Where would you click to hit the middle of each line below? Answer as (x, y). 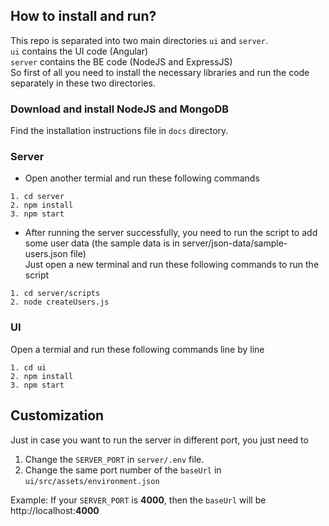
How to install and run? (83, 16)
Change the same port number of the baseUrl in (123, 470)
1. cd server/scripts (55, 294)
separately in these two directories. (83, 83)
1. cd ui (28, 367)
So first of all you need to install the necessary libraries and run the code (160, 72)
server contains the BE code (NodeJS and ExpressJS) (121, 61)
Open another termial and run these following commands (142, 178)
